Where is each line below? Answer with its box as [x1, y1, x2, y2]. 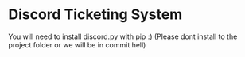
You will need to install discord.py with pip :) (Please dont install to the [8, 32, 238, 41]
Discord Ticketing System [8, 6, 183, 24]
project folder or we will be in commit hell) [8, 40, 146, 49]
